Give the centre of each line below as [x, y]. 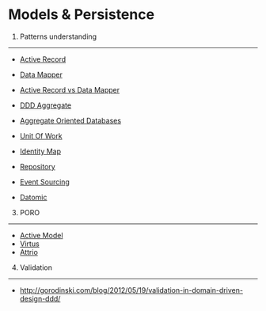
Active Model [41, 235]
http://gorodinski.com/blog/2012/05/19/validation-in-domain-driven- [131, 290]
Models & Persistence [82, 15]
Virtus [29, 244]
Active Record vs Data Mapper [70, 89]
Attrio [28, 252]
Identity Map [40, 151]
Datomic [33, 197]
